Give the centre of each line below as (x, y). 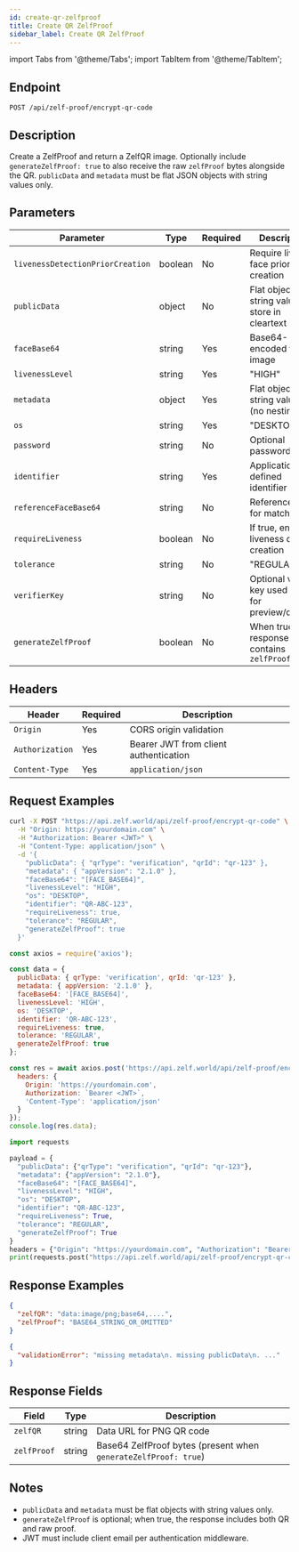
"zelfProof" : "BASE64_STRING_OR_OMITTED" (95, 1322)
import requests (39, 1143)
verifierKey (39, 595)
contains (268, 649)
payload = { (31, 1158)
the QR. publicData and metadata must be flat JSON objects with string (138, 175)
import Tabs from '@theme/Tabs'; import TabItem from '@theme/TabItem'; (146, 60)
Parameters (42, 213)
